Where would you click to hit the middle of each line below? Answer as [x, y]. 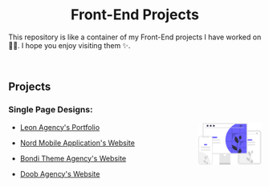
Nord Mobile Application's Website [77, 143]
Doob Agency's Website [60, 173]
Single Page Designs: [51, 110]
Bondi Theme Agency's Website [73, 158]
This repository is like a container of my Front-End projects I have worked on [135, 37]
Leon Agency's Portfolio [60, 127]
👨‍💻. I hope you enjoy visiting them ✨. [69, 45]
